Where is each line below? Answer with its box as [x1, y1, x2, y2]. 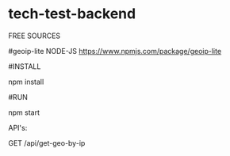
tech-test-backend [8, 5, 136, 23]
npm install [8, 77, 44, 86]
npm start [8, 108, 40, 117]
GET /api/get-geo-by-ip [8, 138, 86, 147]
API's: [8, 123, 28, 132]
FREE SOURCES [8, 31, 61, 40]
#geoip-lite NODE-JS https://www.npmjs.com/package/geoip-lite [8, 46, 222, 55]
